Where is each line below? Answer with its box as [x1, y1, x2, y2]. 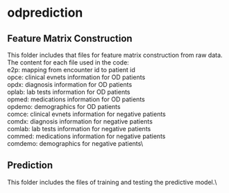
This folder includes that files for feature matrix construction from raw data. [7, 51, 223, 59]
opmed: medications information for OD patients [7, 95, 146, 103]
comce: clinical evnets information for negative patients [7, 110, 167, 118]
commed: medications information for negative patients [7, 132, 166, 140]
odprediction [7, 5, 83, 21]
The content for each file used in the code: [7, 58, 130, 67]
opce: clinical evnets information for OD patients [7, 73, 146, 81]
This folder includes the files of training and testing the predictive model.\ [7, 178, 217, 186]
